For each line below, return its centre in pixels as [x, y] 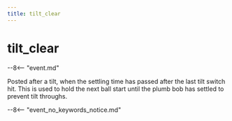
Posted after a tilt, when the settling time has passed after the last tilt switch [116, 81]
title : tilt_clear [34, 14]
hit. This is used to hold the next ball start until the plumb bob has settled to [116, 89]
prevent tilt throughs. [37, 96]
